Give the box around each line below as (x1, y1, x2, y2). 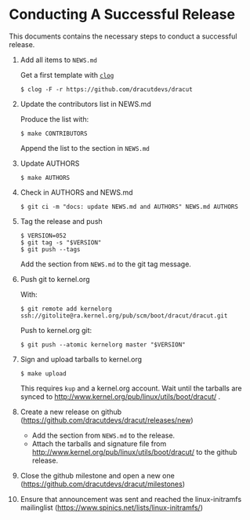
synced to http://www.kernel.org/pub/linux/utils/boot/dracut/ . (20, 391, 221, 401)
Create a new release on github (20, 407, 122, 416)
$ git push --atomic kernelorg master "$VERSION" (20, 340, 187, 349)
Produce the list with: (20, 114, 89, 123)
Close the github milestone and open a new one (20, 471, 175, 480)
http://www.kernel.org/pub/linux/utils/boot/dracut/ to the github (31, 447, 237, 456)
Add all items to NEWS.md (20, 55, 97, 64)
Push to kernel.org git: (20, 325, 92, 335)
